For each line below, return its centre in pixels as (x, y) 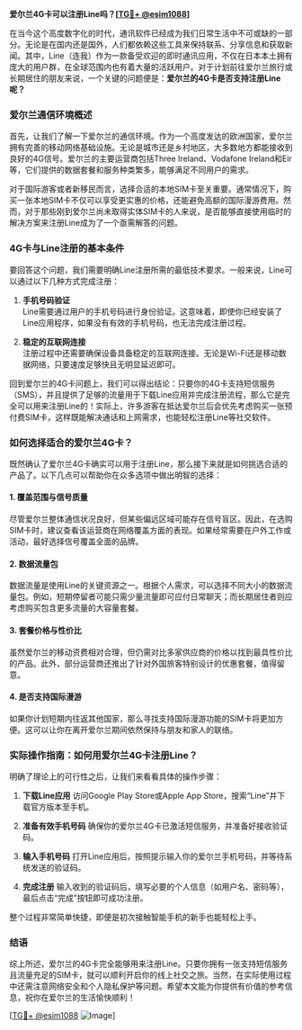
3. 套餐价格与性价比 (46, 630)
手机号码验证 (46, 300)
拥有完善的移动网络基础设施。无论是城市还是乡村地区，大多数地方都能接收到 (151, 148)
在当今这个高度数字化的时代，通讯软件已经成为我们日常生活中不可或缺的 (143, 33)
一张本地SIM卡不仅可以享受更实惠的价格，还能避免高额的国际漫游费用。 (150, 201)
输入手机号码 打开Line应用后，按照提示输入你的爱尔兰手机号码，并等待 (153, 856)
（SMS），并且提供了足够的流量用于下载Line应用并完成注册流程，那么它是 (146, 394)
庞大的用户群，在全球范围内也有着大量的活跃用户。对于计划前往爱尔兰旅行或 (151, 67)
